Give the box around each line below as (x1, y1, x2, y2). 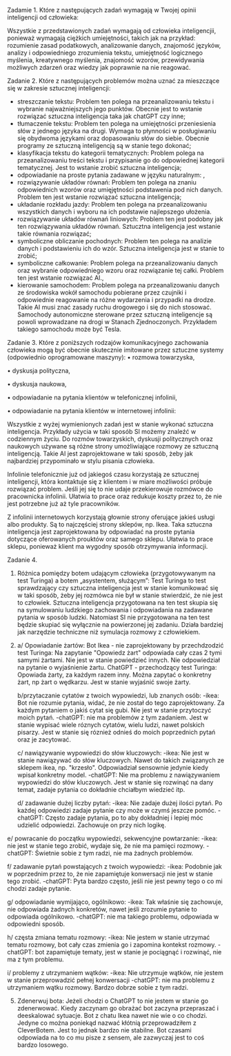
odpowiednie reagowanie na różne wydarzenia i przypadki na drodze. (17, 296, 216, 303)
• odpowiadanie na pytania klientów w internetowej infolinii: (7, 407, 177, 415)
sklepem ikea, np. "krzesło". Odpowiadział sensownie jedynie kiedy (17, 764, 209, 771)
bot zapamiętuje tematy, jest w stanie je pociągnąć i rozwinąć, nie (34, 948, 222, 956)
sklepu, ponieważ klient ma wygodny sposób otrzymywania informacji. (7, 543, 208, 550)
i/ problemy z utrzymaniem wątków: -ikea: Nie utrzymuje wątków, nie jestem (7, 969, 224, 977)
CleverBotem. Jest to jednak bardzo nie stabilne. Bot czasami (17, 1026, 192, 1034)
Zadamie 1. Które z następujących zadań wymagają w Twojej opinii (7, 6, 197, 14)
